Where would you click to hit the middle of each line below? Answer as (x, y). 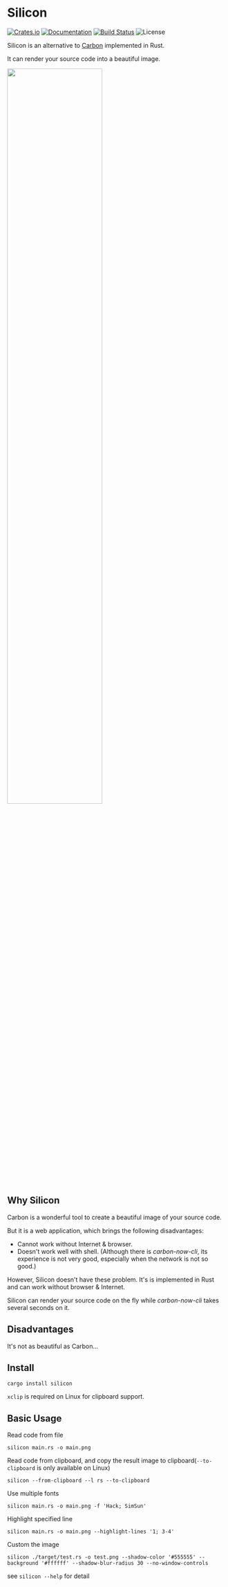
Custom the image (34, 1545)
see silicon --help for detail (48, 1576)
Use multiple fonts (33, 1494)
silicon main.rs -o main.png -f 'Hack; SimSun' (77, 1506)
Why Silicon (34, 1200)
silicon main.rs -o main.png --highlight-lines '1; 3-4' (91, 1532)
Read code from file (35, 1435)
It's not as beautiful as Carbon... (53, 1346)
